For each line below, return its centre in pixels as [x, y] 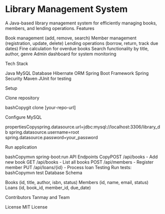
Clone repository [22, 98]
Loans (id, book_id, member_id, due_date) [48, 188]
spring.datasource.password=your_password [52, 137]
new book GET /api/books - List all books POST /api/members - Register [80, 162]
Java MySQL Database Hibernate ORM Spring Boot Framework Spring [77, 73]
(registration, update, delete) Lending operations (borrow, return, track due [82, 43]
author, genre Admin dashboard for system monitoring [61, 54]
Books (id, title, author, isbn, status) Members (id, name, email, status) [77, 182]
